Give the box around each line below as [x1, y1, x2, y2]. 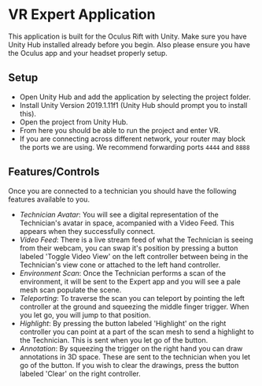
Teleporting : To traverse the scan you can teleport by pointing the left [19, 293, 245, 302]
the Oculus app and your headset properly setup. [8, 48, 168, 58]
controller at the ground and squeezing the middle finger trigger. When [19, 302, 249, 311]
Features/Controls [8, 165, 100, 179]
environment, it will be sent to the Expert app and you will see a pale [19, 277, 242, 286]
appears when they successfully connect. [19, 226, 156, 236]
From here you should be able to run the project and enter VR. [19, 125, 221, 135]
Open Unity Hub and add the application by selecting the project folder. [19, 92, 252, 102]
